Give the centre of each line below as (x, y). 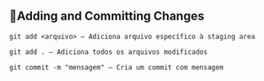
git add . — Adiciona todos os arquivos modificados (109, 52)
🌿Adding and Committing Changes (107, 16)
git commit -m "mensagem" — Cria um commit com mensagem (116, 67)
